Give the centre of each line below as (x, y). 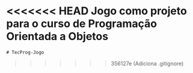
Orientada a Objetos (57, 36)
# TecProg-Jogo (25, 52)
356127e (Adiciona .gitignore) (147, 63)
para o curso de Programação (82, 24)
